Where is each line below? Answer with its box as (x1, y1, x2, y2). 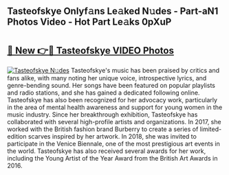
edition (7, 132, 27, 140)
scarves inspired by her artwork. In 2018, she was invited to (28, 132, 197, 140)
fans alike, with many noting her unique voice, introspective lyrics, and (7, 74, 207, 82)
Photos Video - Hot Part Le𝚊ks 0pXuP (7, 16, 172, 28)
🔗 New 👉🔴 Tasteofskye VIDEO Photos (7, 45, 174, 56)
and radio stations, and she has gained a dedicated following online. (7, 89, 200, 97)
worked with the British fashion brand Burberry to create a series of (7, 125, 199, 133)
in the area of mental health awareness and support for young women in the (7, 103, 223, 111)
